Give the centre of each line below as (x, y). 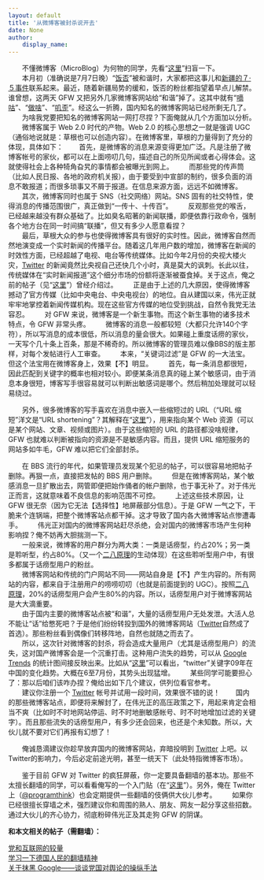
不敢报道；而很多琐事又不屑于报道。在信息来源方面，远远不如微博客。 (128, 187)
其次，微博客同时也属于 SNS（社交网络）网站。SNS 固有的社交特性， (134, 196)
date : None (26, 30)
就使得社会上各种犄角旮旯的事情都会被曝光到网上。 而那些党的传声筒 (126, 167)
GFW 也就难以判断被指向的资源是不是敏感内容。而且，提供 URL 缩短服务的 (129, 440)
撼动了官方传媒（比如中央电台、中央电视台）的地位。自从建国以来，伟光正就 (132, 295)
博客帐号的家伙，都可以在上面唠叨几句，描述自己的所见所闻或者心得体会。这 (132, 157)
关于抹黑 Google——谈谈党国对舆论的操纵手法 (83, 868)
